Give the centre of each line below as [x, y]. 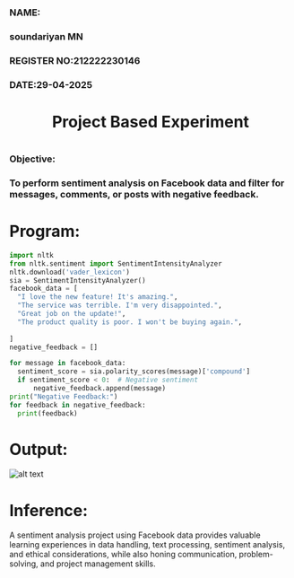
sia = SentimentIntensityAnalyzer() [78, 280]
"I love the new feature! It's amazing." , [98, 297]
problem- [256, 555]
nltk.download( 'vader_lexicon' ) [69, 272]
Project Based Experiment [151, 122]
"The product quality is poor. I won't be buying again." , [130, 322]
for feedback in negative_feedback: [78, 405]
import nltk [31, 255]
